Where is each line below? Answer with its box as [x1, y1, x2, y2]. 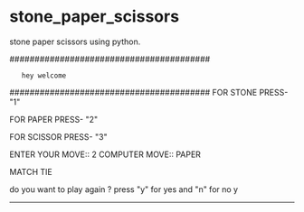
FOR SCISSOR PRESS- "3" [9, 131, 108, 142]
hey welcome [21, 70, 67, 80]
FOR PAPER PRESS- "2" [9, 114, 99, 124]
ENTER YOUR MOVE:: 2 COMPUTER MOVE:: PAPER [9, 149, 202, 160]
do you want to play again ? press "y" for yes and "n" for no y [9, 183, 238, 195]
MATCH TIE [9, 166, 52, 177]
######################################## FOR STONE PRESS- [9, 87, 289, 97]
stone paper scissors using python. [9, 36, 141, 47]
